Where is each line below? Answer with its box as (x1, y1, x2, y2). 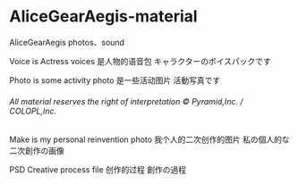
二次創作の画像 (9, 146, 64, 156)
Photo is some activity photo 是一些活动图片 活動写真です (9, 74, 221, 86)
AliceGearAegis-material (9, 6, 199, 27)
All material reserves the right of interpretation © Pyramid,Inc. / (9, 96, 243, 106)
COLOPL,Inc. (9, 105, 57, 116)
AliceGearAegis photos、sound (9, 37, 125, 47)
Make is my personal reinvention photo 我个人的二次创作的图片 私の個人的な (9, 134, 291, 145)
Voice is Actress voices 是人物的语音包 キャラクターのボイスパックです (9, 55, 271, 66)
